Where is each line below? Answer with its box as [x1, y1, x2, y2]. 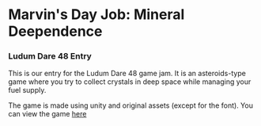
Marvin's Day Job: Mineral [8, 6, 185, 24]
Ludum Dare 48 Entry [8, 51, 93, 62]
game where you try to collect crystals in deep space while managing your [8, 77, 252, 86]
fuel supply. [8, 86, 47, 95]
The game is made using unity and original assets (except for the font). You [8, 101, 253, 110]
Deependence [8, 22, 103, 40]
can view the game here [8, 109, 87, 119]
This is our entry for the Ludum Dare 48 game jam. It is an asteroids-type [8, 69, 247, 78]
